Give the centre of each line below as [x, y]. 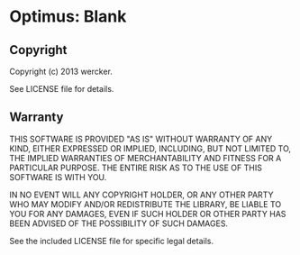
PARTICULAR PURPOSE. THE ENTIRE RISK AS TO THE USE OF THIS [136, 168]
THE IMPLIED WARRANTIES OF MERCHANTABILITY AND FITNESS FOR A [145, 158]
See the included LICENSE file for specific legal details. [112, 241]
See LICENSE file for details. [62, 89]
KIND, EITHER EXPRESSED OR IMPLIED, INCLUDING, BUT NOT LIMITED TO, [150, 148]
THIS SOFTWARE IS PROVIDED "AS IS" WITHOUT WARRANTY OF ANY [141, 139]
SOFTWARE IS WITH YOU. [58, 177]
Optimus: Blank [68, 17]
